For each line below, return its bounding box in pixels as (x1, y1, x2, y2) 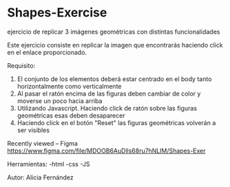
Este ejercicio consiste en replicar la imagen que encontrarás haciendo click (7, 41, 223, 49)
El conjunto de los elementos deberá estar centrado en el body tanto (17, 74, 212, 83)
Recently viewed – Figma (7, 139, 78, 147)
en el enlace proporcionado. (7, 48, 87, 56)
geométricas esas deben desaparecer (17, 111, 125, 120)
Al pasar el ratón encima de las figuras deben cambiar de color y (17, 89, 201, 98)
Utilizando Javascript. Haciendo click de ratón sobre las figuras (17, 104, 198, 112)
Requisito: (7, 61, 36, 69)
